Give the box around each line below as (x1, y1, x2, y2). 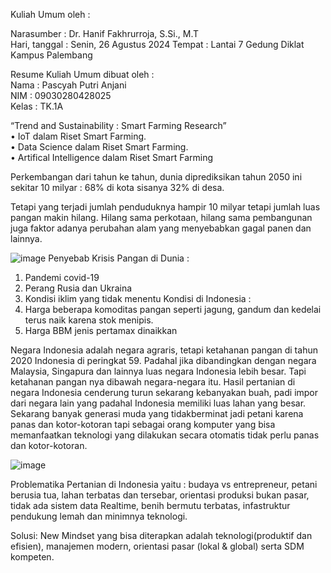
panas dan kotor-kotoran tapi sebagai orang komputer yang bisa (10, 419, 276, 430)
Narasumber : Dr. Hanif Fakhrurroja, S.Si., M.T (10, 28, 199, 39)
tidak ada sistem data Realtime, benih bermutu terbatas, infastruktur (10, 500, 291, 511)
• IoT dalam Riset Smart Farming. (10, 130, 147, 142)
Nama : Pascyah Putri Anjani (10, 79, 127, 91)
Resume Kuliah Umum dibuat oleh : (10, 69, 155, 80)
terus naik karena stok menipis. (24, 314, 154, 326)
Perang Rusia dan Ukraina (24, 282, 133, 294)
